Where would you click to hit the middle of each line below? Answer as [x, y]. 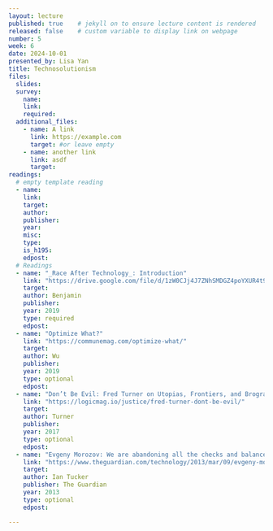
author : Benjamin [52, 296]
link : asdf [48, 159]
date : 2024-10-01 [38, 54]
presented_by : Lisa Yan [49, 62]
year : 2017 [41, 432]
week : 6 [22, 46]
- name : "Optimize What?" [60, 333]
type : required [49, 318]
